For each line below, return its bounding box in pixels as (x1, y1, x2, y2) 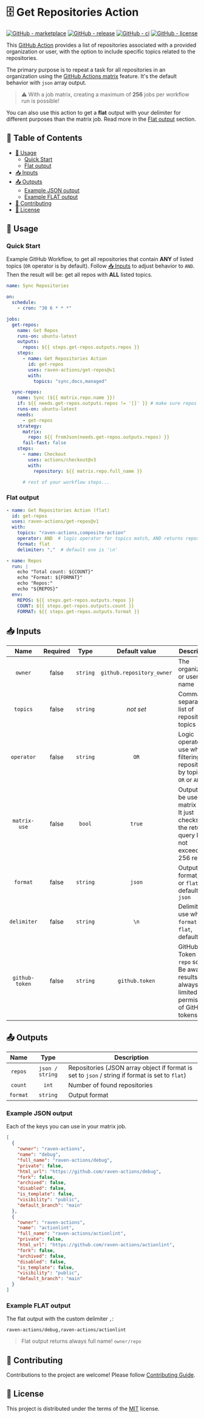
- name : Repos (6, 557, 42, 564)
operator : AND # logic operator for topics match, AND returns (17, 535, 183, 541)
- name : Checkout (22, 451, 67, 458)
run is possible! (21, 97, 59, 104)
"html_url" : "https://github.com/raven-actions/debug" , (17, 1169, 162, 1175)
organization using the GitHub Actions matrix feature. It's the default (6, 72, 177, 80)
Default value (117, 647, 157, 656)
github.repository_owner (100, 670, 172, 676)
